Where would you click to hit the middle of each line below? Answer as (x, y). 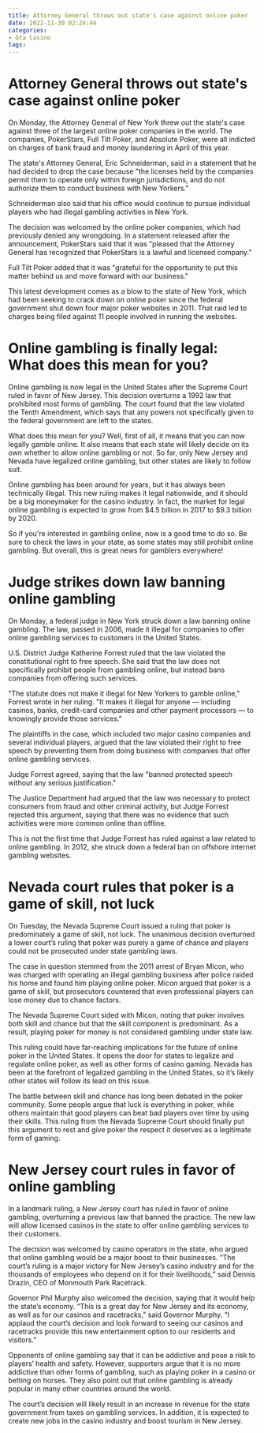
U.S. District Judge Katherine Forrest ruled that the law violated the (117, 653)
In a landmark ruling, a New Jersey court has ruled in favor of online (118, 1208)
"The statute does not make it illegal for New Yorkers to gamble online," (124, 693)
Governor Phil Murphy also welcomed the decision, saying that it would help (132, 1298)
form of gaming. (34, 1138)
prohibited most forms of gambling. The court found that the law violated (126, 404)
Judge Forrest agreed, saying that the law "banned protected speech (121, 774)
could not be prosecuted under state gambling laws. (93, 951)
